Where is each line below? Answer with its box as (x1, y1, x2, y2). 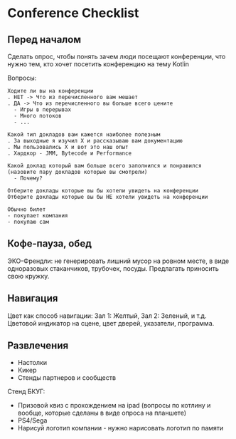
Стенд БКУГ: (7, 387, 45, 396)
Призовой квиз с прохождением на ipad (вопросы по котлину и (17, 401, 211, 410)
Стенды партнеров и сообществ (17, 373, 116, 382)
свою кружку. (7, 272, 50, 280)
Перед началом (7, 33, 82, 46)
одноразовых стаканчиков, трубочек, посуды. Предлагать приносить (7, 264, 219, 272)
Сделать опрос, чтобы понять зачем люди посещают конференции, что (7, 52, 226, 61)
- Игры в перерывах (14, 106, 72, 113)
